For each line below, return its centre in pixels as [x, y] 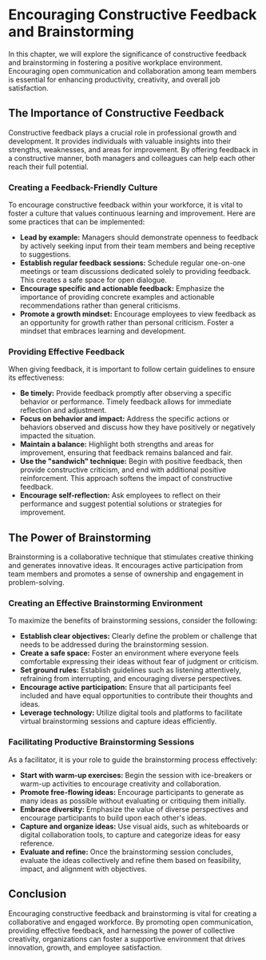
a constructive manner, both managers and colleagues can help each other [132, 158]
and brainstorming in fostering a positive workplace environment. [115, 63]
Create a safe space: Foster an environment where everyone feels [129, 653]
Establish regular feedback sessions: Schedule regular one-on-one [133, 263]
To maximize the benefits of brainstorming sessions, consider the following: [133, 621]
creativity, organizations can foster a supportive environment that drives [127, 938]
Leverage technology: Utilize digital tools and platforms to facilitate [131, 713]
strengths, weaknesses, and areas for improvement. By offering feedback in [133, 149]
